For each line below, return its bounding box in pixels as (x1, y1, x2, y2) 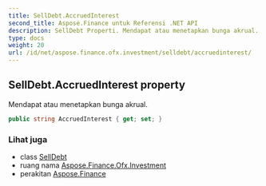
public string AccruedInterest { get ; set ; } (8, 115, 162, 123)
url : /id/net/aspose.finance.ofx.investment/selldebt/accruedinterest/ (8, 49, 252, 57)
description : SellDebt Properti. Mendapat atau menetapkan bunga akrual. (8, 26, 260, 34)
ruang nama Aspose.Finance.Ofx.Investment (19, 160, 166, 170)
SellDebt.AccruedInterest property (8, 78, 186, 92)
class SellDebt (19, 152, 68, 161)
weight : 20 (8, 42, 45, 49)
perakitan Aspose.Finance (19, 168, 106, 178)
